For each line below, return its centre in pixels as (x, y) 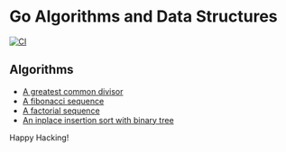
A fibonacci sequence (63, 101)
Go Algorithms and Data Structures (143, 17)
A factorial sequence (61, 111)
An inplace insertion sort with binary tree (98, 120)
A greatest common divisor (73, 91)
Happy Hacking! (39, 138)
